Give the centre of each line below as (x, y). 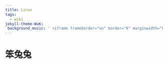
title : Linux (19, 10)
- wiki (16, 19)
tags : (11, 14)
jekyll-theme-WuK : (24, 24)
